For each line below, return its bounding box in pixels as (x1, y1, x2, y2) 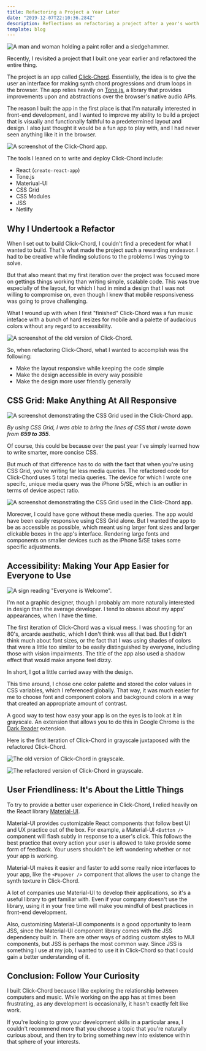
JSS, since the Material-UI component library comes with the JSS (7, 927, 173, 934)
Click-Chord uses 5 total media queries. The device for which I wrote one (7, 474, 192, 481)
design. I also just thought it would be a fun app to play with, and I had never (7, 124, 200, 132)
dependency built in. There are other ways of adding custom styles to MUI (7, 933, 195, 940)
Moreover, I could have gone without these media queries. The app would (7, 510, 193, 518)
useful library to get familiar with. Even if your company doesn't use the (7, 895, 188, 903)
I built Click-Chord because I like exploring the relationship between (7, 987, 178, 994)
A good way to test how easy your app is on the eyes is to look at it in (7, 711, 182, 719)
